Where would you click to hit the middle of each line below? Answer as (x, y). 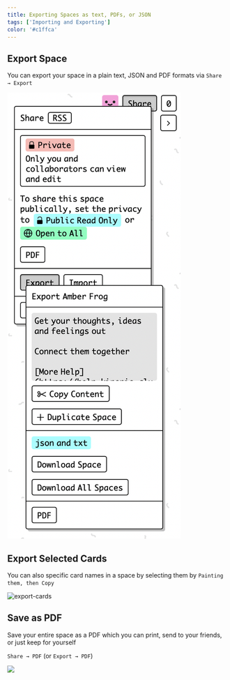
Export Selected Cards (57, 558)
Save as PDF (35, 618)
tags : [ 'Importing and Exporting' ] (59, 22)
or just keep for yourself (42, 642)
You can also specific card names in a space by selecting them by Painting (115, 575)
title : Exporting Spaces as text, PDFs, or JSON (79, 15)
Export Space (37, 58)
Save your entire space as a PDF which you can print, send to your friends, (115, 635)
